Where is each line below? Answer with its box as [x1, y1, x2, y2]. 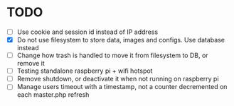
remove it [16, 59, 46, 68]
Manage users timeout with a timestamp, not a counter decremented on [16, 83, 228, 91]
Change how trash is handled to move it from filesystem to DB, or [16, 51, 208, 60]
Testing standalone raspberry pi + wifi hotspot [16, 66, 153, 75]
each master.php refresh [16, 90, 90, 99]
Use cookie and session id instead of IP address [16, 28, 158, 36]
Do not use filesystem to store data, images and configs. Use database [16, 36, 225, 44]
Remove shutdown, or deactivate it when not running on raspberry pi [16, 75, 219, 83]
